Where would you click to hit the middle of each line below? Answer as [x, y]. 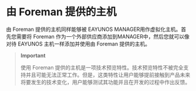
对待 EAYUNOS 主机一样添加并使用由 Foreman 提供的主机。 [78, 44]
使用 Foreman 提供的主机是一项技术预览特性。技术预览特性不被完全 [102, 67]
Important [33, 55]
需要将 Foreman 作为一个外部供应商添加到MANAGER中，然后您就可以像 [103, 36]
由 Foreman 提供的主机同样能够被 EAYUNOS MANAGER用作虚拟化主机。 [94, 29]
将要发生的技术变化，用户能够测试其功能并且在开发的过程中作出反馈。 [105, 82]
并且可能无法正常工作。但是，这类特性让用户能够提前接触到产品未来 [108, 75]
